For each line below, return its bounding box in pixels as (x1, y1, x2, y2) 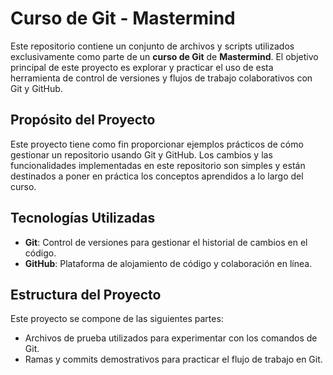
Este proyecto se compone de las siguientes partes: (10, 313, 224, 325)
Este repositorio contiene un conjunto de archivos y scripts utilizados (10, 40, 295, 52)
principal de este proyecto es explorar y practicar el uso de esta (10, 61, 274, 73)
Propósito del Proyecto (10, 112, 156, 129)
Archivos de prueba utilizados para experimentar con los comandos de (24, 332, 318, 344)
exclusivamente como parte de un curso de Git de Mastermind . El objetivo (10, 50, 319, 62)
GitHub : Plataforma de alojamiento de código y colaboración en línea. (24, 257, 313, 269)
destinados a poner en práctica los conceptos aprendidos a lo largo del (10, 170, 304, 182)
